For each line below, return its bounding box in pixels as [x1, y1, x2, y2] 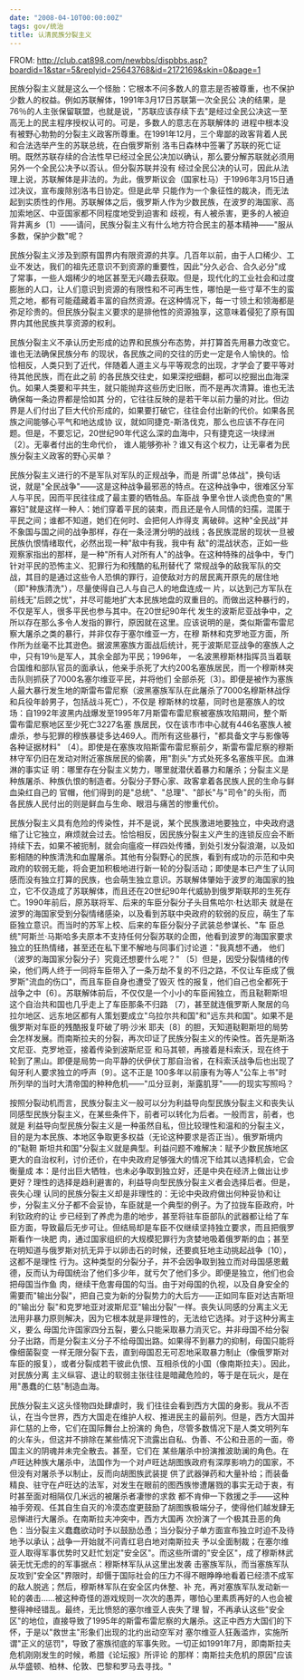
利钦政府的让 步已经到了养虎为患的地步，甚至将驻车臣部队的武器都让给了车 [9, 1211, 290, 1222]
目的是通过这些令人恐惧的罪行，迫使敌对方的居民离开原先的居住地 [33, 572, 279, 583]
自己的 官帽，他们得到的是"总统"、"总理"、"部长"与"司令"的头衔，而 [33, 787, 288, 798]
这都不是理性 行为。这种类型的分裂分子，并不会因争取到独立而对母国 [9, 1257, 265, 1267]
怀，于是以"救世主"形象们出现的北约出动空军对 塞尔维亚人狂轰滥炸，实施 [9, 1627, 280, 1637]
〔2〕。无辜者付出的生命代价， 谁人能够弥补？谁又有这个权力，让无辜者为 [9, 439, 282, 450]
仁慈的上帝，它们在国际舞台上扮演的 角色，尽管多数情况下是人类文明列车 [16, 1423, 290, 1433]
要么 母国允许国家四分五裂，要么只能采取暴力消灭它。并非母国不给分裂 [24, 1325, 290, 1335]
